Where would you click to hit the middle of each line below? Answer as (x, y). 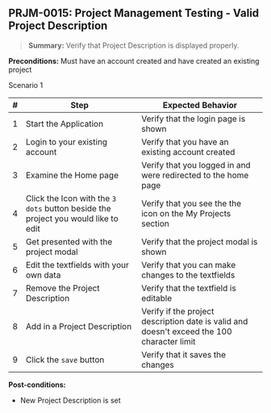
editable (156, 298)
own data (43, 275)
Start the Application (64, 123)
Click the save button (65, 360)
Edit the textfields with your (77, 265)
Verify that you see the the (191, 203)
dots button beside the (68, 208)
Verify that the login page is (193, 119)
